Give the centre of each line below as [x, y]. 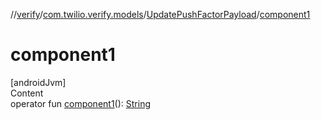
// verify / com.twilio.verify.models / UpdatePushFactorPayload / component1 [160, 14]
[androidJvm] [38, 82]
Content [27, 93]
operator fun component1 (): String [80, 103]
